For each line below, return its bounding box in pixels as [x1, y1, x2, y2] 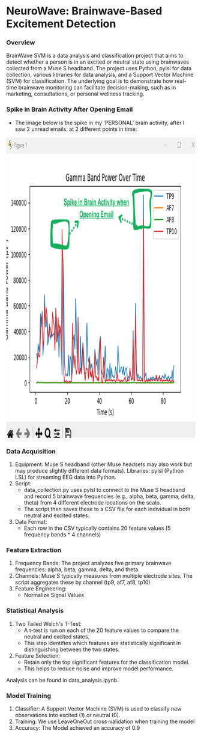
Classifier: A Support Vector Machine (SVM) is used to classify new [14, 705, 182, 712]
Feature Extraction [6, 546, 62, 554]
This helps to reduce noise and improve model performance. [23, 665, 174, 672]
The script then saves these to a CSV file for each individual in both [23, 506, 191, 513]
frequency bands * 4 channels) [23, 531, 101, 538]
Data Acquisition [6, 447, 56, 455]
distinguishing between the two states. [23, 646, 120, 653]
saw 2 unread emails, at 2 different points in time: [14, 125, 137, 133]
